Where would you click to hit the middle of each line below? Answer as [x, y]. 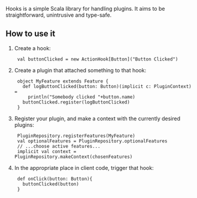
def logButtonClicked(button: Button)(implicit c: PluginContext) [107, 86]
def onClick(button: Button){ [55, 179]
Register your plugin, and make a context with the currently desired [97, 118]
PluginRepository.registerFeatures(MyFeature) [76, 136]
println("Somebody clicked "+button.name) [81, 97]
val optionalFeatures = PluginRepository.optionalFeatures [92, 141]
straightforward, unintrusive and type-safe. [59, 15]
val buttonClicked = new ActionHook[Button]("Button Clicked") [98, 59]
